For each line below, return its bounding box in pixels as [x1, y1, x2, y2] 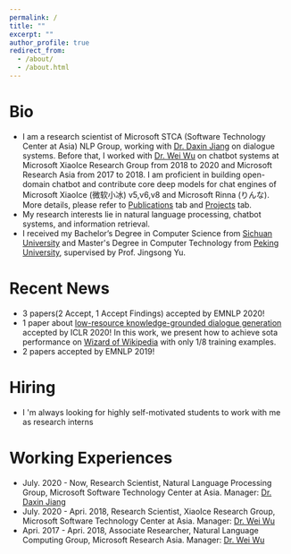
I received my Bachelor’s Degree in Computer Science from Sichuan [21, 227, 273, 238]
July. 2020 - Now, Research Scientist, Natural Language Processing [21, 477, 272, 488]
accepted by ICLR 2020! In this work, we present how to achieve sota [21, 327, 279, 337]
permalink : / [9, 13, 58, 22]
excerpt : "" [9, 30, 54, 38]
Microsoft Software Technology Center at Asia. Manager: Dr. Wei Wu [21, 516, 275, 526]
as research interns [21, 416, 94, 427]
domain [21, 178, 51, 189]
